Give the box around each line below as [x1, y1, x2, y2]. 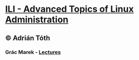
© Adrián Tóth [5, 34, 50, 42]
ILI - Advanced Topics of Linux [5, 3, 134, 15]
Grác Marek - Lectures [5, 49, 61, 56]
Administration [5, 14, 68, 25]
